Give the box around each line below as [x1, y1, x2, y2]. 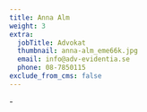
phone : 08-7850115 [17, 64, 87, 73]
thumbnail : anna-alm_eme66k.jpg [17, 47, 139, 56]
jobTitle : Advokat [17, 38, 87, 47]
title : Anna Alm [9, 13, 70, 22]
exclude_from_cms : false [9, 72, 102, 81]
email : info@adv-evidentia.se [17, 55, 130, 64]
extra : [9, 30, 34, 39]
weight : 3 [9, 22, 47, 30]
